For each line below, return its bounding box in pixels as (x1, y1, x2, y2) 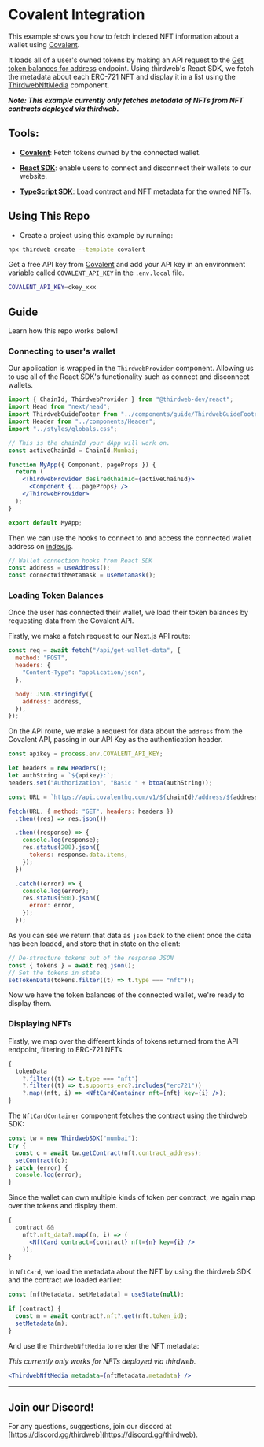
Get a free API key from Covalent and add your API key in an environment (8, 260, 246, 269)
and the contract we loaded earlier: (8, 1275, 122, 1285)
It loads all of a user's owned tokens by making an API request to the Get (8, 55, 244, 65)
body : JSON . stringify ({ (15, 690, 93, 698)
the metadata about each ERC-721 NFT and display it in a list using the (8, 72, 236, 81)
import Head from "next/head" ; (8, 403, 111, 411)
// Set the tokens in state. (8, 969, 104, 977)
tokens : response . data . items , (28, 851, 128, 859)
